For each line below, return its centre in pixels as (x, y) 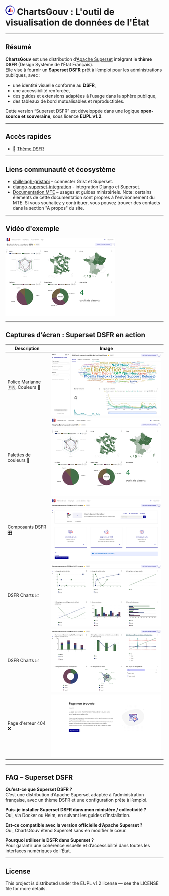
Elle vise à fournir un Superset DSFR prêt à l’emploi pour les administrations (84, 70)
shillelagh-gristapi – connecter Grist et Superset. (63, 182)
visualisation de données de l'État (77, 22)
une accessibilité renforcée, (41, 90)
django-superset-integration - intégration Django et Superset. (76, 187)
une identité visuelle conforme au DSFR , (54, 85)
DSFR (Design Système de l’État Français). (49, 64)
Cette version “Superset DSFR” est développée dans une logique (72, 111)
